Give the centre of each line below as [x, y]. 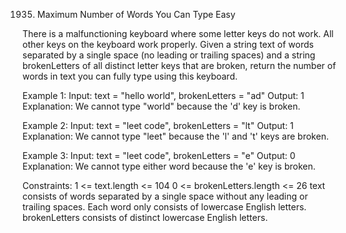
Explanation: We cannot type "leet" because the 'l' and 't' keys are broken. [175, 136]
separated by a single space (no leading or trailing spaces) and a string [169, 55]
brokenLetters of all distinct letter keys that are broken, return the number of [179, 65]
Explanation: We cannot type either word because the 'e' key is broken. [169, 166]
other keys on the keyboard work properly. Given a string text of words [168, 44]
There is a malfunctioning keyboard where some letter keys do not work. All [178, 33]
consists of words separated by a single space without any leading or [165, 196]
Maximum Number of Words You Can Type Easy [136, 14]
